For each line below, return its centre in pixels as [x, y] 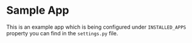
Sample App [38, 10]
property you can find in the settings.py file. [62, 33]
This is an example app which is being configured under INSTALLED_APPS [96, 27]
